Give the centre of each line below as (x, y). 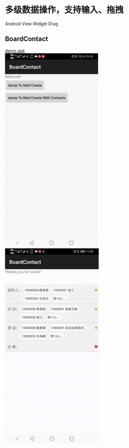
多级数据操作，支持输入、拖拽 (64, 10)
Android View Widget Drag (32, 24)
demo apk (15, 50)
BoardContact (27, 39)
